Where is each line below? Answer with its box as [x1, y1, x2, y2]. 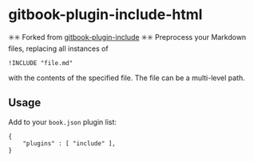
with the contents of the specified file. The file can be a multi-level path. [8, 73, 245, 83]
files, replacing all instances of [8, 44, 109, 53]
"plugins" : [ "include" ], [22, 139, 116, 148]
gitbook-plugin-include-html [8, 6, 203, 24]
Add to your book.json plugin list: [8, 117, 117, 126]
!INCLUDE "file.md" [8, 59, 73, 67]
